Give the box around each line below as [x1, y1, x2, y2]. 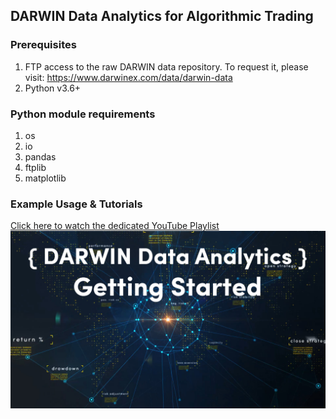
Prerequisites [10, 38, 77, 52]
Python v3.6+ [24, 82, 82, 94]
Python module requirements [10, 107, 156, 121]
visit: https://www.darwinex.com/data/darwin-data [24, 71, 233, 83]
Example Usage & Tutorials [10, 197, 143, 211]
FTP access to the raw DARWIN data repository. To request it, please [24, 60, 309, 73]
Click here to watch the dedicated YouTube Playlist [10, 220, 220, 232]
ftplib [24, 161, 47, 173]
